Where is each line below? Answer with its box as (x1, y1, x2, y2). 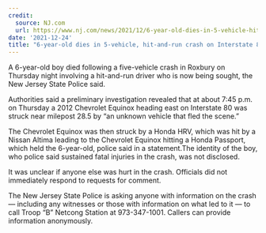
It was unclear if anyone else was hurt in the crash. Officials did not (8, 167, 228, 177)
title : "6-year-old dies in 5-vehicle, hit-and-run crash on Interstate (8, 41, 253, 49)
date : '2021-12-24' (8, 33, 73, 42)
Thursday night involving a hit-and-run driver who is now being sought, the (8, 71, 253, 81)
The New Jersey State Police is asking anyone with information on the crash (8, 191, 257, 201)
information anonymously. (8, 216, 93, 226)
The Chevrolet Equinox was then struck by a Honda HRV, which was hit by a (8, 127, 256, 137)
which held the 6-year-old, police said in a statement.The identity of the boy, (8, 144, 258, 153)
